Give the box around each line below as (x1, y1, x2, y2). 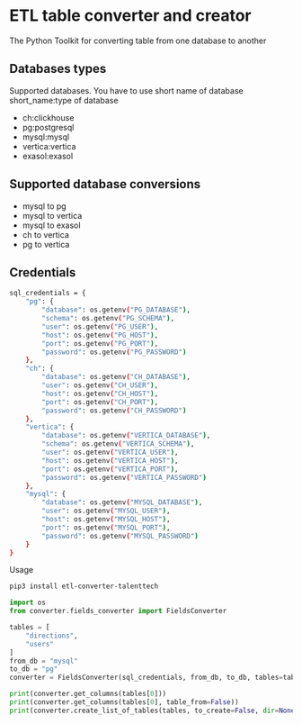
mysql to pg (22, 200, 67, 212)
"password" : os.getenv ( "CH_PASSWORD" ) (41, 406, 187, 415)
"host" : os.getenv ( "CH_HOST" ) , (41, 389, 159, 398)
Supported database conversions (9, 176, 201, 192)
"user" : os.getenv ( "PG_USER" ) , (41, 321, 159, 331)
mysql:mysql (22, 131, 70, 142)
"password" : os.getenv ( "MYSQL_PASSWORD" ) (41, 531, 200, 540)
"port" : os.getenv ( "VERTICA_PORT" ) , (41, 465, 179, 474)
